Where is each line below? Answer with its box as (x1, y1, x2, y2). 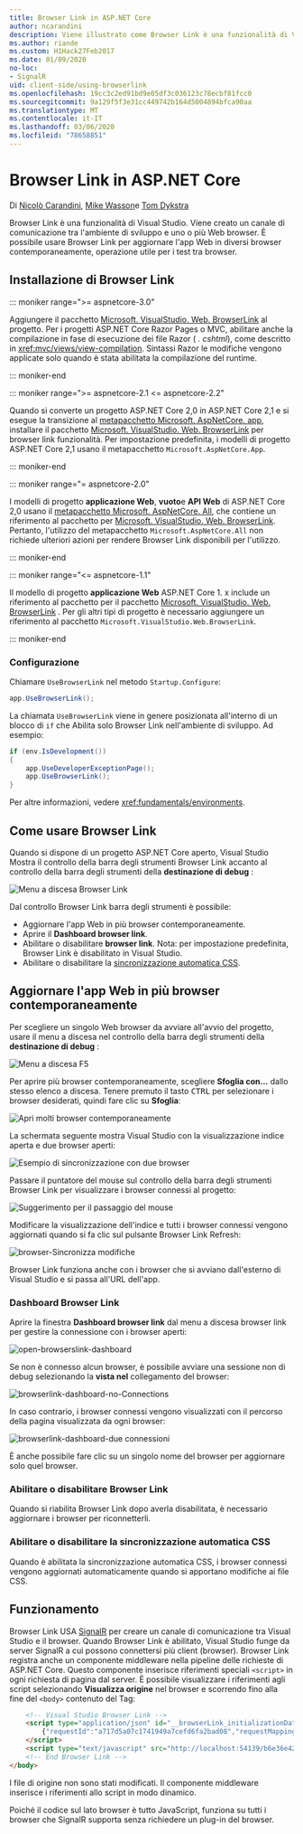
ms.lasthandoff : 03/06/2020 (9, 123, 115, 132)
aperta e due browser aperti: (9, 1139, 115, 1150)
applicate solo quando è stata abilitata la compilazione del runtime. (9, 352, 257, 363)
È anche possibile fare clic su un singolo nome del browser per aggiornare (9, 1451, 286, 1461)
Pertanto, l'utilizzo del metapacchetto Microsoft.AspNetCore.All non (9, 525, 264, 535)
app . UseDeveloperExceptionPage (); (25, 763, 155, 773)
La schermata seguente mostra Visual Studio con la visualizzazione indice (9, 1130, 285, 1140)
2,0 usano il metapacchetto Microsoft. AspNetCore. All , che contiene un (9, 506, 277, 516)
